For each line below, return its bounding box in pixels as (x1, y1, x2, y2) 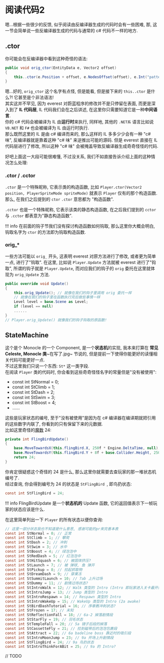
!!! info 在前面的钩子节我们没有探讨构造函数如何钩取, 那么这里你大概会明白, (5, 223, 155, 229)
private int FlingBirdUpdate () (5, 437, 69, 442)
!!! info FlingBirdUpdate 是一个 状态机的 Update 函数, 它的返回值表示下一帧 (5, 500, 153, 506)
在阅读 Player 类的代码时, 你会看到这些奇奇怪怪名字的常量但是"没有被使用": (5, 369, 157, 375)
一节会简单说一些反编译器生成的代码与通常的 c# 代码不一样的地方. (5, 27, 138, 33)
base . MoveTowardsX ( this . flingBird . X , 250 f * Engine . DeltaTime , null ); (14, 446, 161, 451)
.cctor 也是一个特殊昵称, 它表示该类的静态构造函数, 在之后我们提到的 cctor (5, 206, 156, 212)
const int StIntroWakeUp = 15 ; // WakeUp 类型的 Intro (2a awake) (5, 599, 141, 604)
